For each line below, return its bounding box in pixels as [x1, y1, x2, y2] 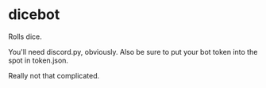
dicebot [8, 6, 60, 24]
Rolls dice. [8, 32, 42, 41]
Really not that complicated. [8, 71, 100, 80]
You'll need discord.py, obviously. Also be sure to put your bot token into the [8, 47, 258, 56]
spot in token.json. [8, 55, 69, 65]
